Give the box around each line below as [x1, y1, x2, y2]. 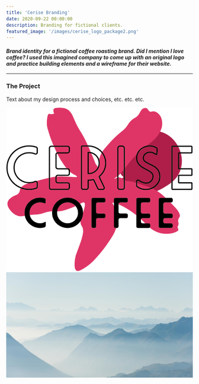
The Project [6, 82, 40, 90]
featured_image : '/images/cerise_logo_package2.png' [6, 28, 139, 34]
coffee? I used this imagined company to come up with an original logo [6, 53, 185, 61]
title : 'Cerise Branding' [6, 9, 70, 15]
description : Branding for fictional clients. [6, 22, 123, 28]
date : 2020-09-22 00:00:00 [6, 15, 73, 22]
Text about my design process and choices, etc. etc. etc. [6, 96, 145, 103]
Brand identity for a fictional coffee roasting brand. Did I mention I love [6, 47, 184, 55]
